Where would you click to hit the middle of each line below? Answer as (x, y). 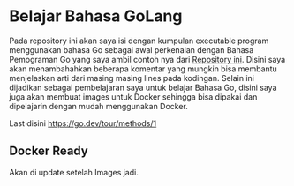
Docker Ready (49, 151)
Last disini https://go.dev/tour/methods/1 (83, 123)
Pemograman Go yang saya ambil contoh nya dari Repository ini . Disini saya (147, 59)
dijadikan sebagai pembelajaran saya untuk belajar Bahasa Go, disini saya (143, 87)
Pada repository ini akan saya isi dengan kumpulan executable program (139, 41)
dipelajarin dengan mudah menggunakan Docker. (98, 106)
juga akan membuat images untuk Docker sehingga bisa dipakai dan (133, 97)
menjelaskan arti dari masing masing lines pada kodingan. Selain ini (132, 78)
